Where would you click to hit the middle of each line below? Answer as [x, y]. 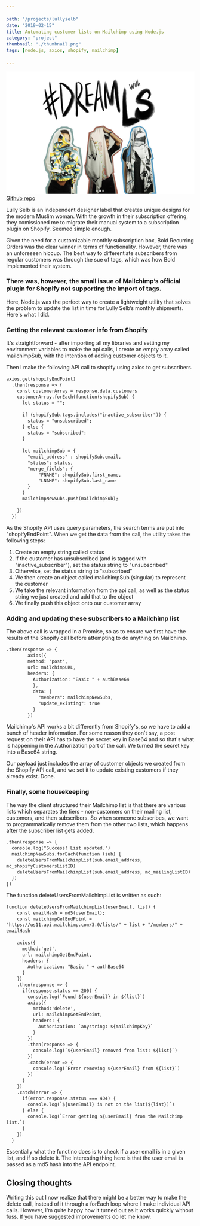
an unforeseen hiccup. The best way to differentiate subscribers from [92, 253]
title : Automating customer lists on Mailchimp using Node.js [85, 32]
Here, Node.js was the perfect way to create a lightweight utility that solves [99, 302]
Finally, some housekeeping [48, 792]
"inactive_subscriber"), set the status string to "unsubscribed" [91, 565]
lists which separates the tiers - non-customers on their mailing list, [89, 811]
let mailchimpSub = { [49, 451]
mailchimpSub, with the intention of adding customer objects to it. [87, 356]
